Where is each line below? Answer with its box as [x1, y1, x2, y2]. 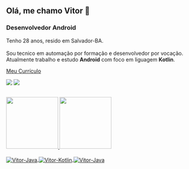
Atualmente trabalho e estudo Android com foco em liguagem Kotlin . [6, 56, 175, 63]
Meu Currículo [6, 67, 41, 74]
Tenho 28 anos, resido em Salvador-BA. [6, 37, 104, 44]
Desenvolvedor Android [6, 24, 76, 32]
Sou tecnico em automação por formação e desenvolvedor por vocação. [6, 50, 184, 57]
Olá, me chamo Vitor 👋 [6, 6, 90, 16]
